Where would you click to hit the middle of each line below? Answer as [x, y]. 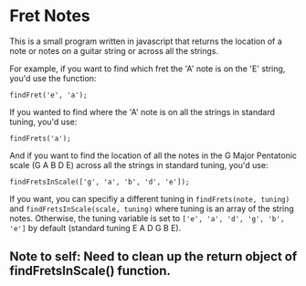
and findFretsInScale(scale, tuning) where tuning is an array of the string [152, 208]
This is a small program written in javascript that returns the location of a [146, 41]
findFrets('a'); [40, 138]
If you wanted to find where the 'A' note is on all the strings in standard [142, 111]
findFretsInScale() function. [90, 271]
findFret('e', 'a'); [49, 95]
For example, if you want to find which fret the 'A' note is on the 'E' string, [148, 69]
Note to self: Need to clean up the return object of [153, 257]
